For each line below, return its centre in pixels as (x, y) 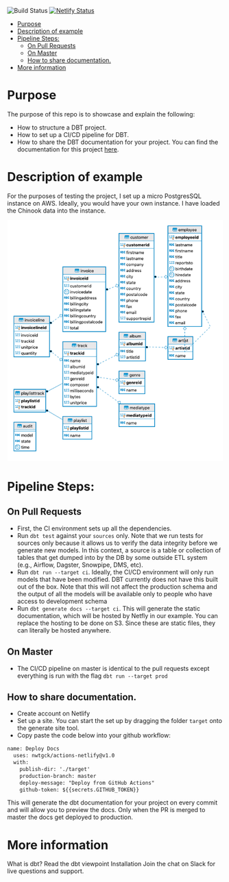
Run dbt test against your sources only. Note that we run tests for (110, 535)
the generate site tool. (48, 728)
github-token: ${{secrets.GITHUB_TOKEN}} (79, 790)
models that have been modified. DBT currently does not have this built (117, 579)
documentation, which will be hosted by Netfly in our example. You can (117, 615)
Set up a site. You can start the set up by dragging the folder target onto (120, 721)
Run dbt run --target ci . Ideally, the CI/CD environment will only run (115, 572)
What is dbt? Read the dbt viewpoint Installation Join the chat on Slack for (111, 864)
